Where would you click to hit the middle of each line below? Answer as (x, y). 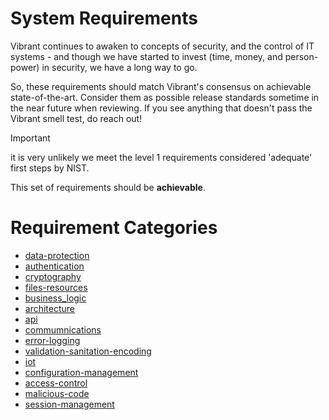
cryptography (53, 276)
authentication (54, 266)
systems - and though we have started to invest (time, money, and (146, 56)
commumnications (63, 329)
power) (25, 67)
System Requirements (104, 18)
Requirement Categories (114, 228)
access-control (56, 383)
